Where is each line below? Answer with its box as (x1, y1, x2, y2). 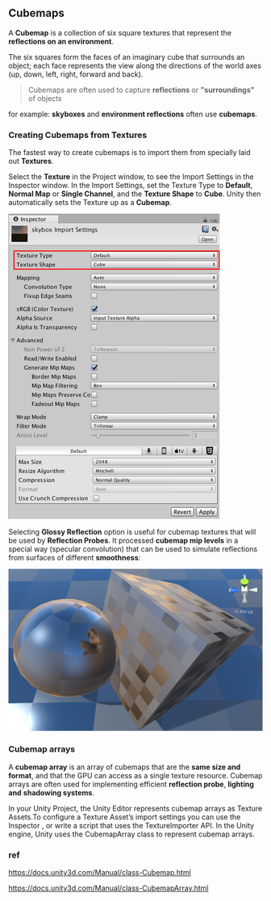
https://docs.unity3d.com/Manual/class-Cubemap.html (8, 867, 191, 877)
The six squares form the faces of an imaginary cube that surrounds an (8, 52, 245, 61)
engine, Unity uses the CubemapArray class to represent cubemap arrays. (8, 829, 256, 839)
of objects (27, 93, 62, 103)
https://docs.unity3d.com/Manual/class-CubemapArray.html (8, 883, 209, 893)
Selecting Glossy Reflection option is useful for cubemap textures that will (8, 527, 256, 537)
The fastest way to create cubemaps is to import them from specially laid (8, 148, 252, 157)
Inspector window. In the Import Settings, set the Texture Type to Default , (8, 181, 253, 191)
